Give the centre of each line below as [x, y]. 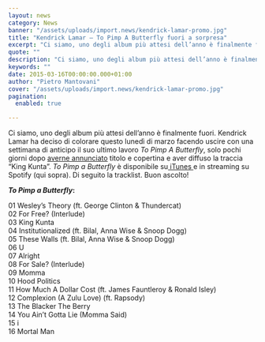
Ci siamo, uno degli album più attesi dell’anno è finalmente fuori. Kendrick [127, 133]
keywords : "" [30, 67]
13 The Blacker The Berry [49, 306]
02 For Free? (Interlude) [47, 214]
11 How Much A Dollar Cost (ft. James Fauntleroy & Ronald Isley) [112, 290]
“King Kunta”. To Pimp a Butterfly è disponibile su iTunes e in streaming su [129, 167]
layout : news [30, 15]
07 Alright [24, 256]
